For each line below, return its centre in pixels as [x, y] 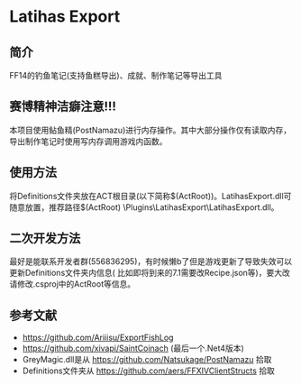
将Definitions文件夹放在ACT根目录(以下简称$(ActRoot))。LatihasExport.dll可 [150, 196]
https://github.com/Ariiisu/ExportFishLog [98, 338]
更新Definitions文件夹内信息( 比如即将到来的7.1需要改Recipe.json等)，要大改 [150, 273]
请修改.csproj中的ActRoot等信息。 [73, 284]
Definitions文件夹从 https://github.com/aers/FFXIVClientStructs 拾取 [148, 371]
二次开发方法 [45, 238]
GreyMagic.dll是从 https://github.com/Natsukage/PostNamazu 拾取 [147, 360]
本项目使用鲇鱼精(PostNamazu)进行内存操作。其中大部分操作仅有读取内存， [150, 130]
